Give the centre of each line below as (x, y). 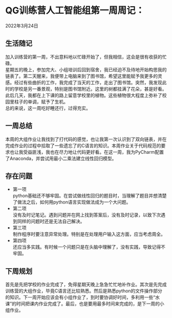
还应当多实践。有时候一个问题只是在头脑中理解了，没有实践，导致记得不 (89, 247)
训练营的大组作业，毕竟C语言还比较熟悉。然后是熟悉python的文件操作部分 (84, 291)
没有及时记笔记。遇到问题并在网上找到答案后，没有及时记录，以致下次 (87, 215)
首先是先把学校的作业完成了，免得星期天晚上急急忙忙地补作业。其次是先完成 (86, 285)
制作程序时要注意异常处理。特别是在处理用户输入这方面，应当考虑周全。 (89, 234)
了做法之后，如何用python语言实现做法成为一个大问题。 (72, 202)
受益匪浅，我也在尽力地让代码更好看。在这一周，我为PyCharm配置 (93, 152)
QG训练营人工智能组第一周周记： (75, 11)
